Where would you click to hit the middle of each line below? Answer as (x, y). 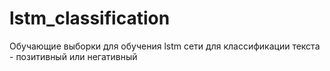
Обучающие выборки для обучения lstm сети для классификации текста (165, 46)
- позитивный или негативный (73, 56)
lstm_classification (90, 18)
